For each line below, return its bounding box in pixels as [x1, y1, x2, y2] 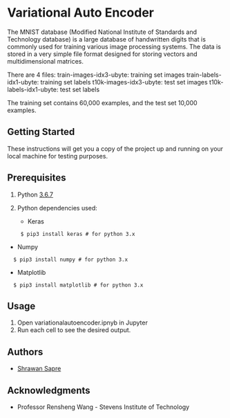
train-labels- [186, 71, 222, 79]
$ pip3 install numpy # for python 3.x [13, 256, 128, 263]
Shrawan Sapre [17, 365, 61, 373]
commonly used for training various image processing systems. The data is [7, 42, 221, 51]
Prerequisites [7, 172, 66, 184]
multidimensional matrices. [7, 57, 84, 65]
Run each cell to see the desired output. [17, 326, 131, 334]
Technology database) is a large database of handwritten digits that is [7, 35, 206, 43]
